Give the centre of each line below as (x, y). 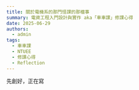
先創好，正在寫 (25, 81)
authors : (17, 29)
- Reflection (28, 63)
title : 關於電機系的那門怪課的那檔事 (48, 12)
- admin (22, 35)
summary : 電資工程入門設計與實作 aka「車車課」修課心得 (70, 18)
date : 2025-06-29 (28, 23)
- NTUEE (22, 52)
